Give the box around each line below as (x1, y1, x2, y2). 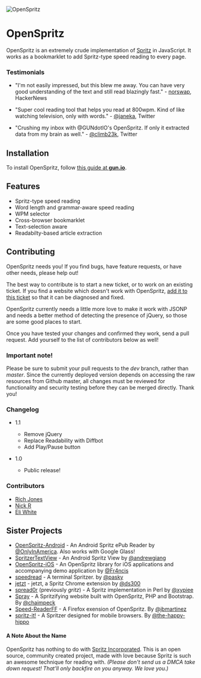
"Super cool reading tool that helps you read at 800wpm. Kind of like (14, 106, 185, 114)
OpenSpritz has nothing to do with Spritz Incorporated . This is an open (6, 646, 181, 653)
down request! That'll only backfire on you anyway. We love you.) (6, 665, 169, 672)
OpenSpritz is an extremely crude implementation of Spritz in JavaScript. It (6, 46, 191, 54)
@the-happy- (152, 612, 185, 619)
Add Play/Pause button (23, 443, 81, 451)
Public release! (23, 467, 61, 474)
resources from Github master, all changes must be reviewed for (6, 377, 166, 384)
